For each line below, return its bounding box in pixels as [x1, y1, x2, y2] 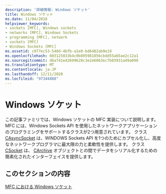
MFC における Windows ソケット [5, 184, 72, 190]
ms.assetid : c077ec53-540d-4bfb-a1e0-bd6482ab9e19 [5, 48, 112, 53]
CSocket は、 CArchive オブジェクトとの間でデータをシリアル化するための [5, 147, 158, 153]
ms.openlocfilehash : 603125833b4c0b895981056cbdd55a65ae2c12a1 [5, 53, 139, 58]
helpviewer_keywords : [5, 21, 50, 26]
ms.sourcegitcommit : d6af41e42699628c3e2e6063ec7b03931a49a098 [5, 58, 139, 63]
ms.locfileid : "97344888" [5, 76, 58, 81]
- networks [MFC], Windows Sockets [5, 30, 79, 35]
